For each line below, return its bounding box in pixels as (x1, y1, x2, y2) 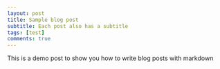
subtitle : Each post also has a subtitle (7, 23, 129, 29)
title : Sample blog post (7, 16, 79, 23)
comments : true (7, 36, 51, 42)
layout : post (7, 10, 45, 17)
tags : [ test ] (7, 29, 45, 36)
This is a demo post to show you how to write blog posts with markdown (7, 54, 214, 62)
